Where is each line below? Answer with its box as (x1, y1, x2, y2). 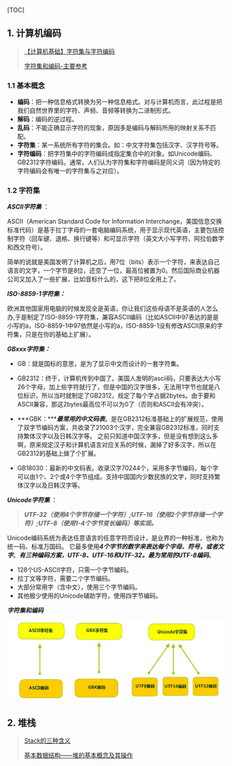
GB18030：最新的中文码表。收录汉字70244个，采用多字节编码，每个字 (17, 464, 219, 472)
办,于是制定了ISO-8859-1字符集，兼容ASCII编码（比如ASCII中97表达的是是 (7, 313, 219, 322)
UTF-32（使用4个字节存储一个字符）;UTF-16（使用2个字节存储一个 (23, 511, 217, 519)
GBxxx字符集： (7, 345, 51, 353)
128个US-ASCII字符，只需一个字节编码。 (17, 566, 133, 574)
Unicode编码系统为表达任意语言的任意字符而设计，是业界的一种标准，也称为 (7, 534, 224, 542)
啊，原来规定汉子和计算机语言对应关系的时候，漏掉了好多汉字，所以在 (17, 441, 217, 449)
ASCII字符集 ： (7, 203, 50, 211)
